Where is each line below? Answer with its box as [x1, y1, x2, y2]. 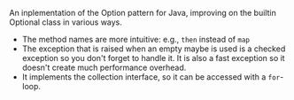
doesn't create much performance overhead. [21, 62, 187, 73]
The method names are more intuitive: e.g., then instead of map [21, 35, 251, 44]
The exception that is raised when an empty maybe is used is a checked [21, 43, 286, 54]
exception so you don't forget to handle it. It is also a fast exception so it [21, 53, 285, 63]
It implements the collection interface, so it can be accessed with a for [21, 72, 281, 82]
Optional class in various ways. [9, 17, 122, 27]
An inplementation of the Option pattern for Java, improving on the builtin [9, 8, 276, 18]
